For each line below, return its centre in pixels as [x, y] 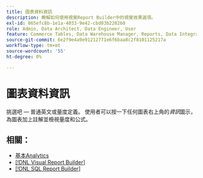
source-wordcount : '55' [36, 51]
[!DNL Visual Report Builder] [50, 162]
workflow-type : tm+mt [34, 46]
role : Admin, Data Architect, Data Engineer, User [71, 29]
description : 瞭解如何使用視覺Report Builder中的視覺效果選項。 [81, 17]
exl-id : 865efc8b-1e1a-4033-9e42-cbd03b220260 [66, 23]
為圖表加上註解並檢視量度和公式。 [49, 119]
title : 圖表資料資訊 [29, 12]
